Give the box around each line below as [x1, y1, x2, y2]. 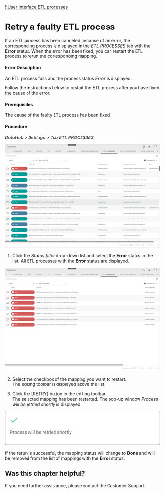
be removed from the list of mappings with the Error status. [5, 455, 125, 461]
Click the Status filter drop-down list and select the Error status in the [12, 252, 153, 258]
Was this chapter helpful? [5, 469, 85, 478]
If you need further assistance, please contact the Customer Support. [5, 482, 146, 488]
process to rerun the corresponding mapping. [5, 53, 97, 59]
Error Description [5, 64, 41, 70]
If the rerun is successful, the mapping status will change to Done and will [5, 450, 155, 456]
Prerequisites [5, 101, 33, 107]
